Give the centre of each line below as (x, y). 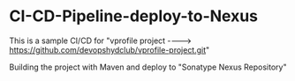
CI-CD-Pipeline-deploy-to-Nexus (134, 16)
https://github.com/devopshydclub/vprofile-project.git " (110, 49)
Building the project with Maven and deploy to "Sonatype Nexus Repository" (148, 67)
